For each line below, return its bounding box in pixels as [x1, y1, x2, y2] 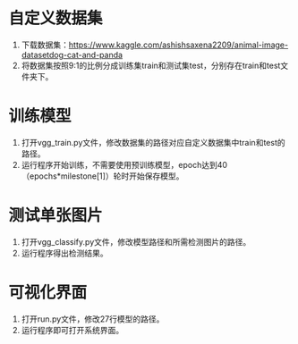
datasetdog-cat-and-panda [21, 49, 123, 60]
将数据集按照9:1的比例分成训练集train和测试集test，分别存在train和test [21, 60, 281, 71]
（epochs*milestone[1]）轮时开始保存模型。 [21, 171, 184, 181]
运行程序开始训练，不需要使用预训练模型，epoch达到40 [21, 159, 228, 170]
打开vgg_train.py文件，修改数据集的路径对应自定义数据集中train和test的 [21, 137, 285, 147]
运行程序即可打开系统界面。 [21, 324, 124, 335]
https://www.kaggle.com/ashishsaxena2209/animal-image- [68, 39, 288, 50]
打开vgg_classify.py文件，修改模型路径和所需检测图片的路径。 [21, 236, 251, 247]
